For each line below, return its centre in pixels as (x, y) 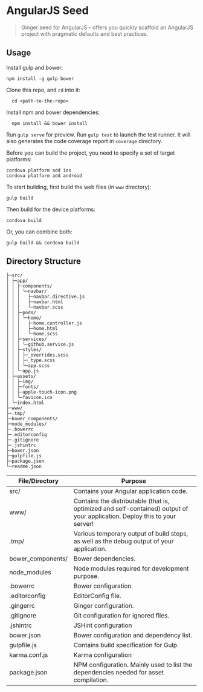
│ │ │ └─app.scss (28, 365)
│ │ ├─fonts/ (23, 387)
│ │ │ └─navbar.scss (35, 307)
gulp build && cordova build (43, 243)
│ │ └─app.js (23, 371)
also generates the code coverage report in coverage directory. (84, 141)
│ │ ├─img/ (20, 381)
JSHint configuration (103, 625)
